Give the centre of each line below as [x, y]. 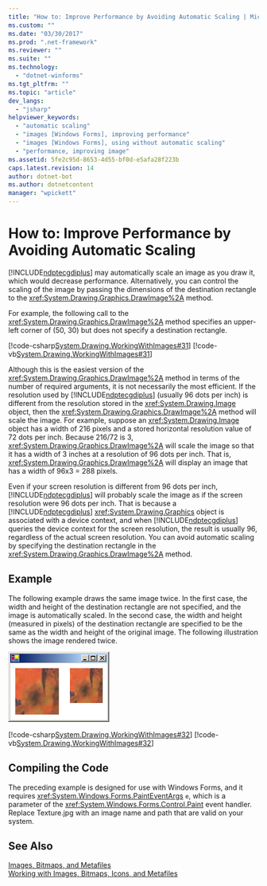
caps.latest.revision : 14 [51, 168]
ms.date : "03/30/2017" [46, 33]
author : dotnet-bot [41, 176]
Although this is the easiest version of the [76, 369]
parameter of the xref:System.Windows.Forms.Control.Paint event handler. [130, 804]
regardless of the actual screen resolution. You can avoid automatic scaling [131, 537]
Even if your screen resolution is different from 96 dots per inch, [113, 486]
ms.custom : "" [32, 25]
